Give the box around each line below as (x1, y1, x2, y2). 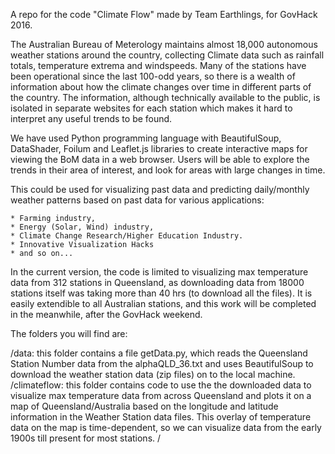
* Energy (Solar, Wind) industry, (10, 222, 155, 232)
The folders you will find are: (10, 328, 128, 339)
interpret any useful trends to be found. (10, 113, 173, 124)
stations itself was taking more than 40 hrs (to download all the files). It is (10, 287, 313, 299)
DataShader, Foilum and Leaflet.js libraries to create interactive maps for (10, 143, 308, 154)
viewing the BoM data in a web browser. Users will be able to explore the (10, 154, 310, 165)
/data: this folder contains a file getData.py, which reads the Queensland (10, 347, 308, 359)
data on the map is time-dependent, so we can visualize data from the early (10, 422, 322, 433)
